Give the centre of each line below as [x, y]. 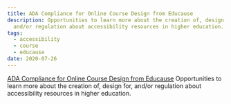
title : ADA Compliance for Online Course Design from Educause [100, 14]
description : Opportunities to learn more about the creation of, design [116, 20]
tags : [15, 33]
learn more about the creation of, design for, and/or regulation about [104, 86]
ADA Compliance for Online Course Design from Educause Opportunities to [114, 78]
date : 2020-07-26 [32, 59]
